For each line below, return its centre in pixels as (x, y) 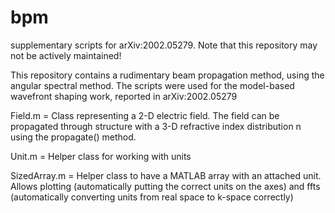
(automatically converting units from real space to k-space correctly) (152, 197)
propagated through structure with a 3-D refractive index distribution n (156, 126)
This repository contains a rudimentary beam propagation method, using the (167, 75)
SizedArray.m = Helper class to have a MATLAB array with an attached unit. (166, 175)
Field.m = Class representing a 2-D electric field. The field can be (145, 115)
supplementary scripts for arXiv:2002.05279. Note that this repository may (164, 45)
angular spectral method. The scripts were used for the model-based (152, 85)
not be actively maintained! (66, 55)
